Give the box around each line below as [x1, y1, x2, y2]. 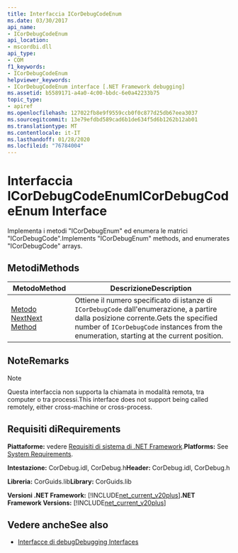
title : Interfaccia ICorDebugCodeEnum [7, 10, 122, 18]
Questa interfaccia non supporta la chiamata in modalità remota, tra [7, 388, 205, 396]
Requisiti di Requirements [7, 423, 121, 435]
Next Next [11, 313, 42, 323]
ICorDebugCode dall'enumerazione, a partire [74, 304, 217, 314]
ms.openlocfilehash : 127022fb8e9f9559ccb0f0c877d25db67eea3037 [7, 109, 198, 116]
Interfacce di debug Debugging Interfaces [17, 537, 139, 547]
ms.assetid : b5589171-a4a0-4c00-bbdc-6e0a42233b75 [7, 89, 160, 97]
